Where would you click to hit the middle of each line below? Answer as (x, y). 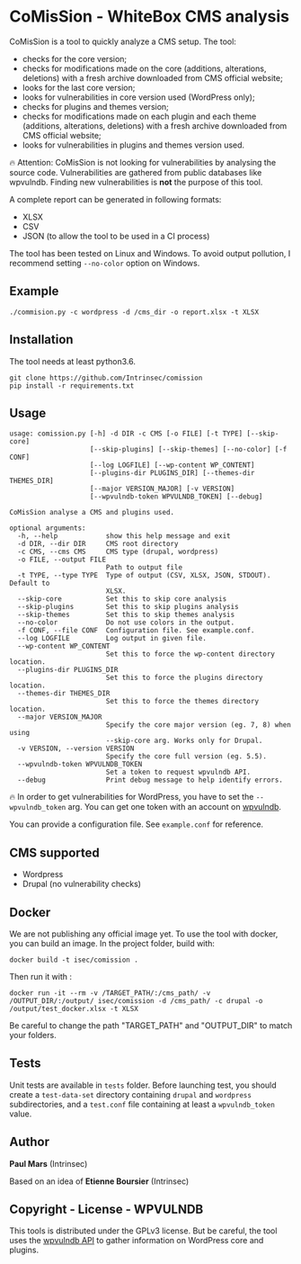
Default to (30, 583)
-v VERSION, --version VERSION (76, 749)
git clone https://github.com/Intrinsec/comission (106, 378)
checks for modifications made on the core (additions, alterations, (144, 68)
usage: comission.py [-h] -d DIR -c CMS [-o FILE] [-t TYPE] (126, 434)
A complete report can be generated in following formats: (115, 199)
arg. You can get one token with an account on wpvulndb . (174, 807)
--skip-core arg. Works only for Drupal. (184, 741)
